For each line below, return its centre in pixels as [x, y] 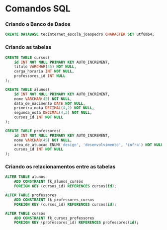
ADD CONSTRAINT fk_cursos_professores [54, 218]
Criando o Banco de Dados [38, 24]
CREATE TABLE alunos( [28, 89]
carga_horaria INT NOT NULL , [44, 72]
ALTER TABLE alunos [25, 177]
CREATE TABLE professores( [33, 131]
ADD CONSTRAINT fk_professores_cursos [54, 200]
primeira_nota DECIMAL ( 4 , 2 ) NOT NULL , [54, 108]
